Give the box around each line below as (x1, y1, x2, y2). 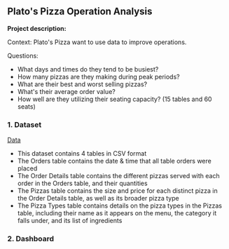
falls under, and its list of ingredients (17, 217, 123, 225)
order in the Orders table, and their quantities (17, 179, 148, 188)
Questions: (7, 51, 39, 60)
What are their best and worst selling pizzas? (17, 80, 148, 88)
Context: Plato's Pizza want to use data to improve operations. (7, 38, 187, 46)
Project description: (7, 24, 67, 32)
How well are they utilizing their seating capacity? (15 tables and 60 (17, 95, 212, 103)
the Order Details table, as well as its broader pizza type (17, 194, 180, 203)
